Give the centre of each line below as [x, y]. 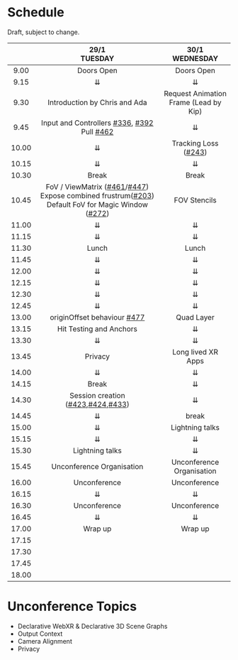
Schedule [36, 12]
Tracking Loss [195, 143]
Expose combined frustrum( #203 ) [97, 195]
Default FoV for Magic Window [97, 205]
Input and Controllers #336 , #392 [97, 123]
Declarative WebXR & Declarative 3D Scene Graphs [92, 626]
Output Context [40, 634]
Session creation [97, 395]
